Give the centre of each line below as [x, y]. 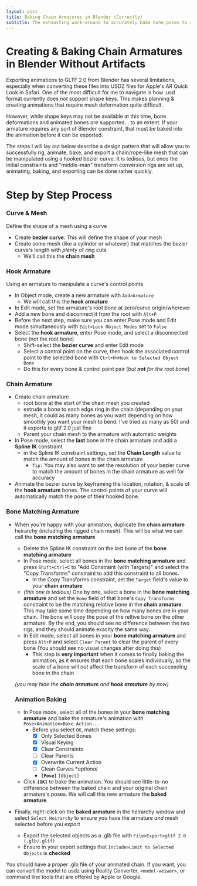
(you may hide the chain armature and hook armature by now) [91, 684]
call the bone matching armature [55, 537]
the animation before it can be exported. [55, 135]
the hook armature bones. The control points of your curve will [91, 490]
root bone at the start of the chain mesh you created [86, 403]
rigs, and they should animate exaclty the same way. [87, 629]
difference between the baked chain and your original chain [95, 788]
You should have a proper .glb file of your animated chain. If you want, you [96, 864]
